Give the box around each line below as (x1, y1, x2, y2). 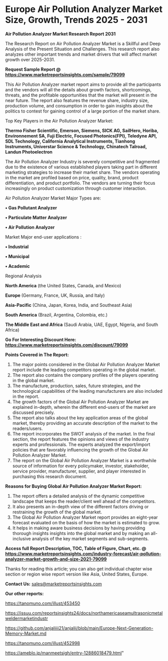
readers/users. (12, 425, 43, 431)
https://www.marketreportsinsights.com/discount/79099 (5, 342, 128, 348)
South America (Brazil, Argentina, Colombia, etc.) (5, 311, 108, 317)
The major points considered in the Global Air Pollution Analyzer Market (12, 361, 160, 367)
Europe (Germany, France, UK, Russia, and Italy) (5, 292, 105, 298)
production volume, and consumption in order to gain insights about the (5, 102, 153, 108)
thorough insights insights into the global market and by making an (12, 530, 150, 536)
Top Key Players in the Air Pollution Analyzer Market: (5, 118, 113, 124)
